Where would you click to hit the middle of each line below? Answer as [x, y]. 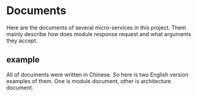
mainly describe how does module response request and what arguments [99, 34]
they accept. [22, 40]
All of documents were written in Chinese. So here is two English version [98, 75]
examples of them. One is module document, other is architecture [89, 81]
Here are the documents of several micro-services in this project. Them [96, 28]
